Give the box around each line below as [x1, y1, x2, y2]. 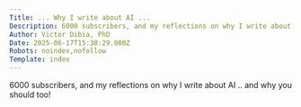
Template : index [9, 55, 70, 64]
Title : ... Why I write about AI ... [9, 13, 151, 22]
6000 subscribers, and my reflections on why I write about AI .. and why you [9, 80, 292, 90]
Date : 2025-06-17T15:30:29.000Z [9, 38, 130, 48]
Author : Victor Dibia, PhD [9, 30, 111, 39]
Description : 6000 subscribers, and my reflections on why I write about [9, 22, 292, 31]
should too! [9, 89, 51, 100]
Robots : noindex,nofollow [9, 47, 106, 56]
